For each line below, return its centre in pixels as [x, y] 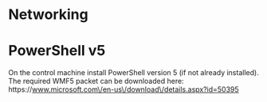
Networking [49, 15]
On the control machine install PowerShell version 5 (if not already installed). [133, 73]
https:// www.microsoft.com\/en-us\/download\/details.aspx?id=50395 [124, 89]
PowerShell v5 [57, 51]
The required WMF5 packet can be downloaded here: [96, 81]
